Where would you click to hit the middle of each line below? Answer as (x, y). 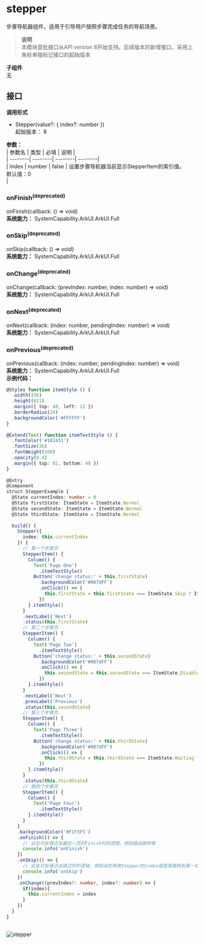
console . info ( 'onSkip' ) (53, 871)
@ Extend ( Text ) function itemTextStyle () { (62, 435)
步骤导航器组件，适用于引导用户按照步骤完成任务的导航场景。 (83, 26)
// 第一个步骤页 (40, 548)
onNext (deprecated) (34, 311)
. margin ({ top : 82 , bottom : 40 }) (55, 463)
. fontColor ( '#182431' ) (40, 441)
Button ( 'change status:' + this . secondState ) (92, 656)
